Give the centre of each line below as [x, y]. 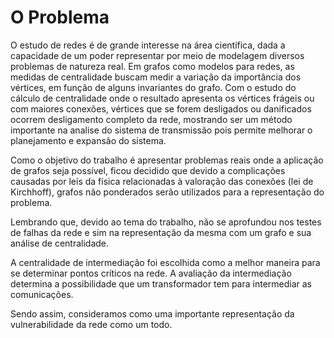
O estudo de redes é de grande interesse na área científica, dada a [148, 45]
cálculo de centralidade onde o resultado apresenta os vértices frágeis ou [162, 98]
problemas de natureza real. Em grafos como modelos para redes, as [152, 66]
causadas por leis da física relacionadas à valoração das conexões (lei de [162, 181]
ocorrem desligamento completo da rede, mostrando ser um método [151, 119]
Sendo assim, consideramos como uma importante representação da [152, 313]
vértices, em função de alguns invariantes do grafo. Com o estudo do [153, 87]
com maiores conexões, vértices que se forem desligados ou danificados [161, 108]
